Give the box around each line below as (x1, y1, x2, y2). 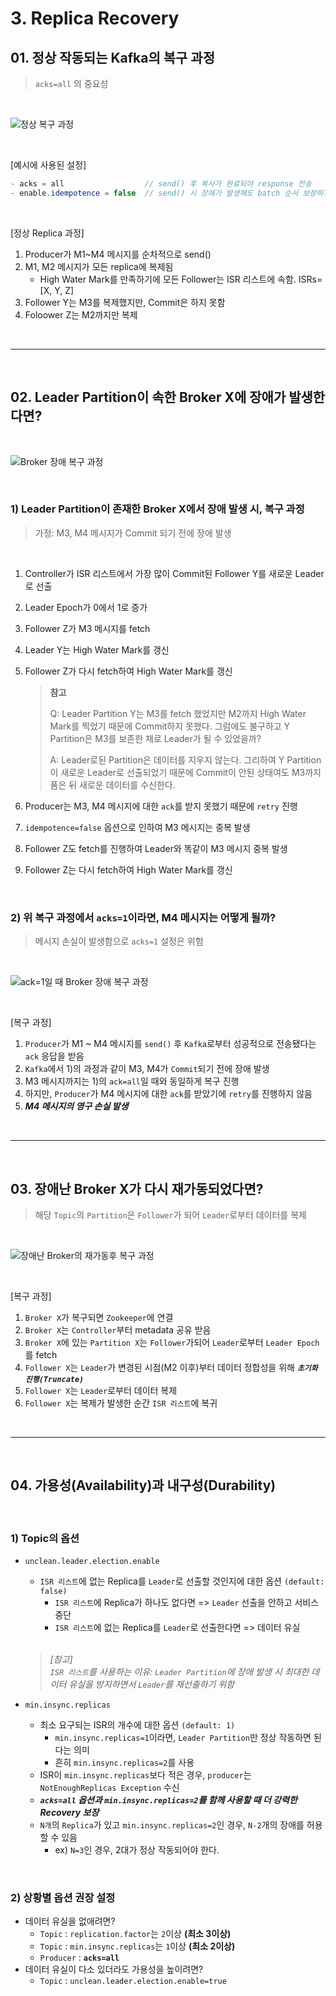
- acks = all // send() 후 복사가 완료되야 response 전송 (10, 179, 312, 189)
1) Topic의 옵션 (10, 1531, 80, 1545)
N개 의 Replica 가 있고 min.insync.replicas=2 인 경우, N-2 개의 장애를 (39, 1819, 305, 1831)
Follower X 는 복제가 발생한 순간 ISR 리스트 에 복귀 (24, 1397, 218, 1409)
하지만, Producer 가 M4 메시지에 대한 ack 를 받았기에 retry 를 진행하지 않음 (24, 1088, 313, 1100)
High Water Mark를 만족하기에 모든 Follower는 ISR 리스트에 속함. (39, 273, 297, 285)
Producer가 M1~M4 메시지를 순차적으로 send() (24, 248, 212, 260)
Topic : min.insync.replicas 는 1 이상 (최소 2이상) (39, 1940, 236, 1952)
